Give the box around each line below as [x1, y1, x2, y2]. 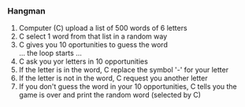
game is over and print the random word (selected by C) [18, 90, 202, 100]
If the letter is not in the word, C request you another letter [18, 73, 208, 83]
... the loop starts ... [18, 49, 82, 58]
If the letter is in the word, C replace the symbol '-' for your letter [18, 65, 229, 75]
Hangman [7, 6, 46, 17]
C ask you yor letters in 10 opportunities [18, 57, 149, 66]
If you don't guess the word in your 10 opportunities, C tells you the [18, 82, 237, 91]
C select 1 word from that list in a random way [18, 31, 168, 41]
